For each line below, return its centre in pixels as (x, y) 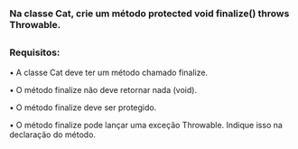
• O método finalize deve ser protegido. (83, 107)
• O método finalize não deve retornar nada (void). (103, 89)
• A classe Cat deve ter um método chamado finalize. (109, 72)
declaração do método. (53, 135)
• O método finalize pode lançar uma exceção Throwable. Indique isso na (146, 125)
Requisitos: (35, 52)
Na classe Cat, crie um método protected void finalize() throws (149, 14)
